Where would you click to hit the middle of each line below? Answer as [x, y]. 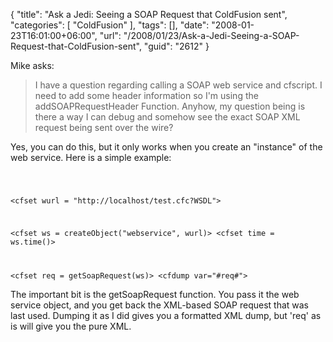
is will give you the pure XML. [71, 326]
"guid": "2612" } [176, 46]
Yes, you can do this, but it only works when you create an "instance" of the [166, 147]
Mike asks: [32, 65]
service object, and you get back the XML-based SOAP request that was [160, 305]
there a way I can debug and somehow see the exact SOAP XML [167, 117]
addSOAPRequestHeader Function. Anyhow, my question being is [170, 106]
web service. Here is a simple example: [91, 157]
